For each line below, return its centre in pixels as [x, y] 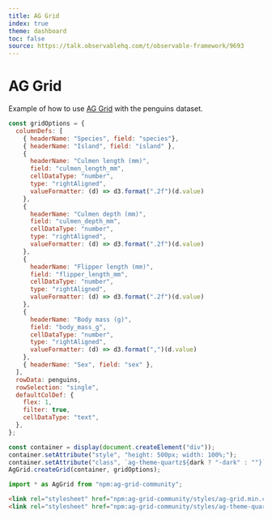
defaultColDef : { [45, 395]
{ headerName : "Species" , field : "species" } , [101, 139]
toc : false [27, 39]
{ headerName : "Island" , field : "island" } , [99, 146]
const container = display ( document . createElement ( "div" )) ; [112, 447]
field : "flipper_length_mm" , [79, 274]
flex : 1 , [38, 402]
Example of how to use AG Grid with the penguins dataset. [106, 109]
